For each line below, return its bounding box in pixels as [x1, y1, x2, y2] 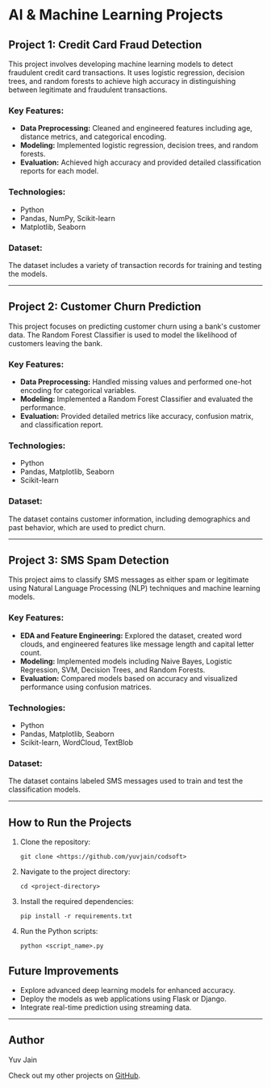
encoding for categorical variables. [19, 386, 137, 395]
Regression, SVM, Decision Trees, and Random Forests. [19, 664, 206, 675]
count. [19, 647, 42, 657]
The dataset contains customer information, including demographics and [8, 514, 251, 524]
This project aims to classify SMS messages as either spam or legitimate [8, 575, 249, 584]
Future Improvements [8, 964, 119, 977]
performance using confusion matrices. [19, 682, 152, 692]
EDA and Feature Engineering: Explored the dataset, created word [19, 630, 242, 640]
